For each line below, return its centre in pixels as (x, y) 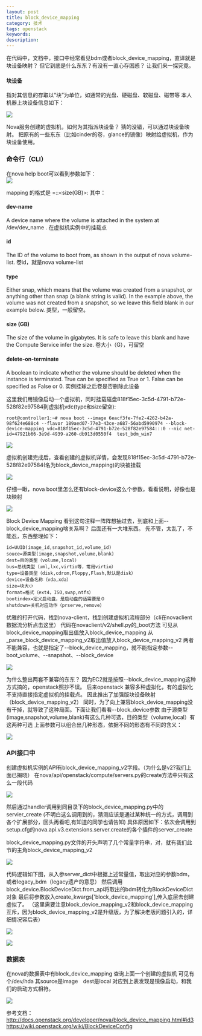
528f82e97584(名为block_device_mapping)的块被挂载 (74, 465)
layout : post (23, 12)
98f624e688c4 (23, 423)
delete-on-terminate (33, 359)
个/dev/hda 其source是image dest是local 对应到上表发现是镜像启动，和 (96, 982)
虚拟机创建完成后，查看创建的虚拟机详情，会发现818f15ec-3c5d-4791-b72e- (101, 457)
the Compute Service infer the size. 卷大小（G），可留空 (75, 345)
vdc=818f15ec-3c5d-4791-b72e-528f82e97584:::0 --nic (114, 428)
